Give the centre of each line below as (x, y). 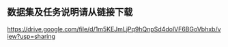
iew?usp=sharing (31, 36)
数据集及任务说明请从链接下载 (70, 12)
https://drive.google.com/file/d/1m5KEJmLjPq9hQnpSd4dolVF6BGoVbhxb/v (114, 29)
